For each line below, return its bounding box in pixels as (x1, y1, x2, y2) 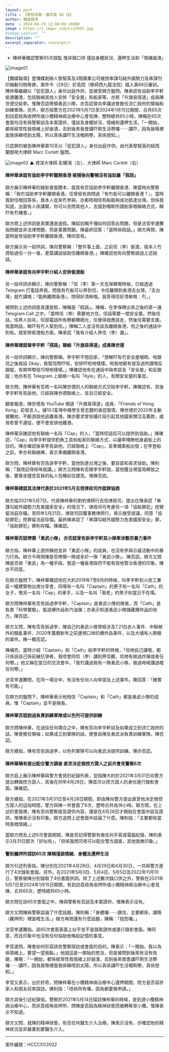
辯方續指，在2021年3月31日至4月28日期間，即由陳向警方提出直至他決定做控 (5, 796, 163, 802)
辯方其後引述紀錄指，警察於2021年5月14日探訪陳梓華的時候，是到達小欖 (5, 996, 155, 1003)
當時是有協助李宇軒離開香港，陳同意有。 (5, 233, 89, 239)
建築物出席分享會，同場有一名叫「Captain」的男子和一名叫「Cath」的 (18, 583, 163, 589)
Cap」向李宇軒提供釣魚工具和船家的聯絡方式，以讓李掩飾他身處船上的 (16, 437, 161, 443)
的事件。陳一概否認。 (5, 636, 49, 642)
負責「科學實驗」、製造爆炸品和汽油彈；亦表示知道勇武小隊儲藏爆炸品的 (5, 606, 153, 613)
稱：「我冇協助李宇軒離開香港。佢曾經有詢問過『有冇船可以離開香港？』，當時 (5, 190, 164, 197)
